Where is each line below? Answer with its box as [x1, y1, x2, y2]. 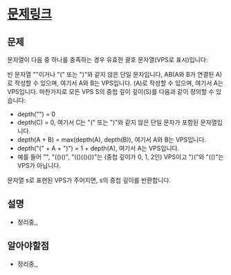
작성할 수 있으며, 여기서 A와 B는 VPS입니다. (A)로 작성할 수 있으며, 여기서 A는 [14, 79, 223, 87]
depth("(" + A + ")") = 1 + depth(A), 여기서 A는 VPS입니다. [17, 144, 180, 152]
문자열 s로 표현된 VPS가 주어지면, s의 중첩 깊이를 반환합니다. [7, 176, 172, 184]
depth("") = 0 [17, 110, 56, 118]
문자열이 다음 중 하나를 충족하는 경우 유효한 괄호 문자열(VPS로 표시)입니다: [7, 56, 208, 64]
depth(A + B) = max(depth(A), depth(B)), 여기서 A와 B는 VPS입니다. [17, 135, 206, 144]
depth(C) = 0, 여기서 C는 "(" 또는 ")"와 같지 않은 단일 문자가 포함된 [17, 118, 199, 126]
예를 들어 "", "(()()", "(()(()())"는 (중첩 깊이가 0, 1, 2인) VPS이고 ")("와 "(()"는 [17, 153, 224, 161]
